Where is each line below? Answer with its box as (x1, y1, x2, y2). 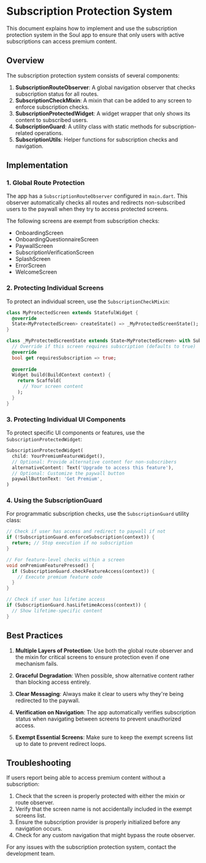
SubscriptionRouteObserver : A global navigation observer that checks (15, 83, 196, 91)
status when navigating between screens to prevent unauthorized (15, 715, 181, 722)
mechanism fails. (15, 660, 58, 667)
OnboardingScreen (15, 229, 64, 237)
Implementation (6, 160, 69, 171)
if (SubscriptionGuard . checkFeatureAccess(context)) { (12, 568, 155, 575)
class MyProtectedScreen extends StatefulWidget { (6, 309, 139, 315)
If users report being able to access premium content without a (6, 774, 166, 781)
